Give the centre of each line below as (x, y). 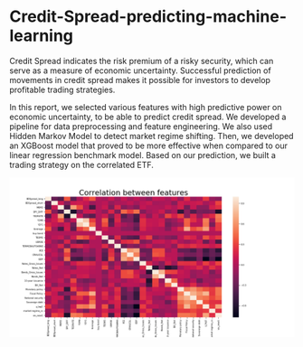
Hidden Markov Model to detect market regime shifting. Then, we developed (151, 136)
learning (42, 36)
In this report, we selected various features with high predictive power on (146, 107)
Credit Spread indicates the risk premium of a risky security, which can (142, 61)
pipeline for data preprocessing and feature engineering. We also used (141, 126)
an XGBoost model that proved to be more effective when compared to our (148, 145)
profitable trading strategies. (62, 89)
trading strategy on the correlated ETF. (81, 164)
